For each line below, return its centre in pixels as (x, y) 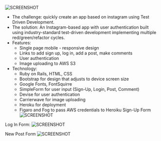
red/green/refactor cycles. (38, 37)
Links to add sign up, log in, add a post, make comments (76, 53)
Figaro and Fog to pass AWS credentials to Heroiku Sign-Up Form (85, 110)
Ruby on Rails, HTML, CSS (46, 74)
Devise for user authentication (50, 94)
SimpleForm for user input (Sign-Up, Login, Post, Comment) (79, 89)
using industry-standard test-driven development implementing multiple (84, 32)
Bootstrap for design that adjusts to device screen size (74, 79)
